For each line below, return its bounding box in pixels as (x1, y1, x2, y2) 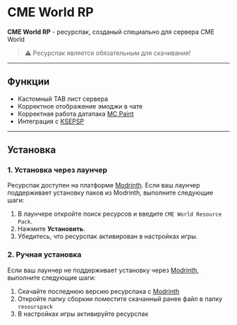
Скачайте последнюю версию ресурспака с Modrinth (17, 287, 180, 295)
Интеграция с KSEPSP (17, 117, 85, 125)
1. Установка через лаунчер (7, 165, 108, 175)
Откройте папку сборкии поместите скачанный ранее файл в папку (17, 294, 223, 303)
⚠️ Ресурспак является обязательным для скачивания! (24, 49, 191, 57)
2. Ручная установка (7, 250, 82, 259)
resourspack (17, 303, 53, 310)
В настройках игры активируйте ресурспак (17, 309, 149, 318)
